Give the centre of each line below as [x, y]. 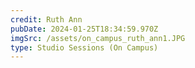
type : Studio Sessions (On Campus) [84, 47]
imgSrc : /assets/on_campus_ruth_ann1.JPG [98, 38]
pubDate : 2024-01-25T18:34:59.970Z [84, 29]
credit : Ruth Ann [46, 19]
